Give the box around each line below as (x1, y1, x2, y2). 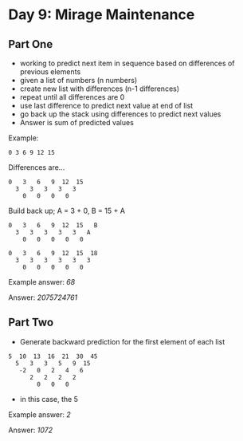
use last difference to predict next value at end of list (19, 101, 194, 110)
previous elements (19, 67, 81, 77)
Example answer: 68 (8, 278, 76, 286)
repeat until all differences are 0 (19, 93, 125, 101)
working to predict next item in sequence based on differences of (19, 58, 235, 68)
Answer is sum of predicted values (19, 118, 134, 127)
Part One (8, 37, 53, 51)
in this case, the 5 (19, 394, 78, 404)
